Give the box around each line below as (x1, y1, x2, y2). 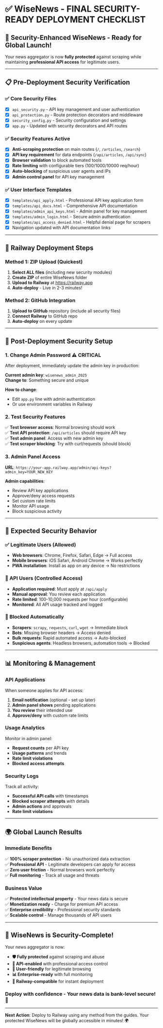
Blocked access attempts (12, 760, 65, 766)
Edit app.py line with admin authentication (12, 396, 96, 402)
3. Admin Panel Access (5, 453, 61, 460)
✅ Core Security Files (5, 95, 57, 102)
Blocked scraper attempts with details (12, 798, 90, 804)
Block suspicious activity (12, 508, 62, 514)
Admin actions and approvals (12, 803, 72, 809)
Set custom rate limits (12, 497, 56, 504)
